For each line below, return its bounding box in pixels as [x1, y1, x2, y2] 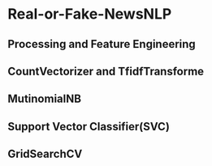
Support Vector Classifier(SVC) [7, 119, 170, 134]
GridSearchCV [7, 147, 83, 161]
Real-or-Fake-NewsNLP [7, 5, 172, 23]
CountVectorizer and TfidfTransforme [7, 64, 205, 78]
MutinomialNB [7, 92, 82, 106]
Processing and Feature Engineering [7, 37, 196, 51]
